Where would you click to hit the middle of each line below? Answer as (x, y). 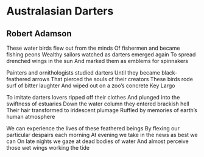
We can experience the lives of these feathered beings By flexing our (93, 128)
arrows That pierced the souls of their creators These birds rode (113, 79)
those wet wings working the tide (48, 148)
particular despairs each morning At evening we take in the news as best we (102, 135)
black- (169, 73)
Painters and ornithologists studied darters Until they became (83, 73)
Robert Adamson (39, 34)
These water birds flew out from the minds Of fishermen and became (93, 48)
